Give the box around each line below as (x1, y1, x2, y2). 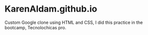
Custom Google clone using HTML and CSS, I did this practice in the (4, 19, 143, 25)
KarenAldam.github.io (4, 3, 97, 15)
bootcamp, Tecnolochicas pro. (4, 24, 67, 30)
